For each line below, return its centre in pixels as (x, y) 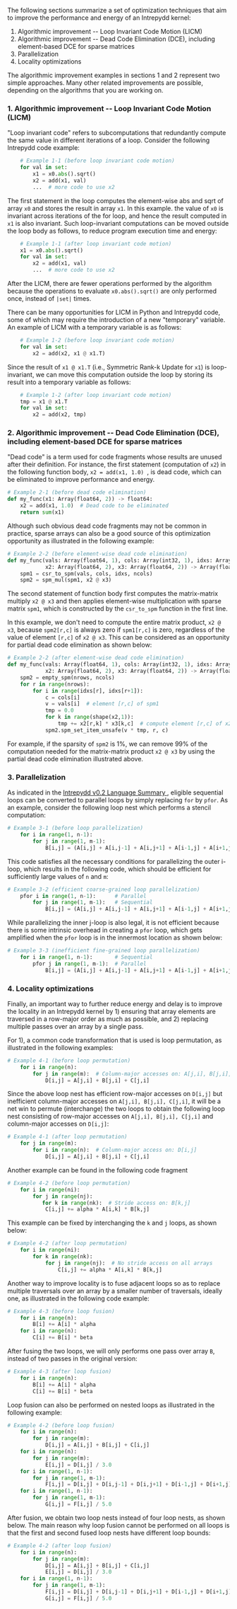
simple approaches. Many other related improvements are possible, (105, 83)
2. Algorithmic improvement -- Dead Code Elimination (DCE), (114, 433)
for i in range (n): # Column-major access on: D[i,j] (115, 1150)
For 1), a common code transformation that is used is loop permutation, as (115, 1040)
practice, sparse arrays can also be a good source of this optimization (109, 533)
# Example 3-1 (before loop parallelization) (75, 828)
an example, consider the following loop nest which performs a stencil (109, 808)
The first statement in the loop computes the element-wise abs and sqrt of (115, 200)
